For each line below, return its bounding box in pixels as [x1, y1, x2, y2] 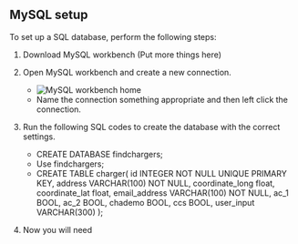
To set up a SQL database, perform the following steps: [9, 31, 217, 42]
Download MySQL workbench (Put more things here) [22, 49, 221, 60]
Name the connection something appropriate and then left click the [36, 94, 289, 105]
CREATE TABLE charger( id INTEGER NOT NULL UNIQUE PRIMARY [36, 168, 287, 178]
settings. [22, 131, 57, 142]
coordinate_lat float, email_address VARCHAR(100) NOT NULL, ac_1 [36, 187, 289, 198]
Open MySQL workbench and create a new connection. [22, 66, 232, 77]
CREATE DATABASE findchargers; [36, 148, 164, 159]
